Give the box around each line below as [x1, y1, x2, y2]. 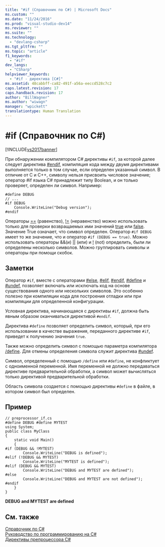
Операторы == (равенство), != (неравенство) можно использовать [5, 218, 148, 224]
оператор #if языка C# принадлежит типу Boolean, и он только [5, 177, 138, 183]
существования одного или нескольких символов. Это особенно [5, 288, 143, 294]
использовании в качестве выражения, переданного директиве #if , [5, 328, 150, 334]
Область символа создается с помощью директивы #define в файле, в [5, 383, 155, 389]
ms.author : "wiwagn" [5, 100, 48, 105]
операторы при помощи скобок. [5, 249, 73, 255]
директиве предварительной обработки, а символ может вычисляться [5, 368, 156, 374]
